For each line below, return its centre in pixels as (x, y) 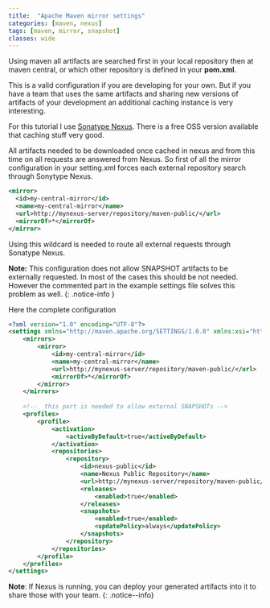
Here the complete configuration (62, 309)
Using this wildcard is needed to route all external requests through (120, 244)
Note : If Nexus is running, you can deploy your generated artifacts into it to (133, 587)
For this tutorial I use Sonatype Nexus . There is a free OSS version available (133, 126)
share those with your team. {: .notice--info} (81, 595)
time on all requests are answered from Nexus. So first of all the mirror (125, 159)
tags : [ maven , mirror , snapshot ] (64, 31)
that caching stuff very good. (56, 135)
